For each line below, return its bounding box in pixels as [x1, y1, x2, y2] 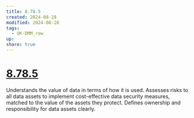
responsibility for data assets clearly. [6, 105, 96, 112]
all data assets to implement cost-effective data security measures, [6, 93, 170, 100]
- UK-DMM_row [11, 31, 44, 37]
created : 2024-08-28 [6, 14, 57, 20]
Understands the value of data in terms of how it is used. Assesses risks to [6, 86, 189, 93]
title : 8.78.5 [6, 8, 41, 15]
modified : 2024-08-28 [6, 19, 60, 25]
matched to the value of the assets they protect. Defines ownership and [6, 99, 181, 106]
